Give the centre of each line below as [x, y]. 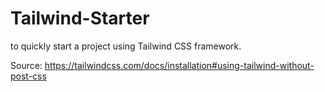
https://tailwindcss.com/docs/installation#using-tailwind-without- [179, 65]
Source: [26, 65]
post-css [28, 76]
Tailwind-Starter [80, 18]
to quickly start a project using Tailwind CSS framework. [126, 46]
